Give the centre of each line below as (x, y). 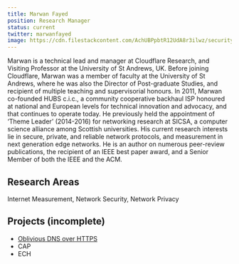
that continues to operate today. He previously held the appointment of (111, 114)
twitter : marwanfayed (39, 34)
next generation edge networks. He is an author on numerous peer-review (116, 144)
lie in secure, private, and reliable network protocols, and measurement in (115, 137)
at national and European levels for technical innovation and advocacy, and (117, 106)
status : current (31, 27)
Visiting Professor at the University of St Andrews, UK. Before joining (108, 68)
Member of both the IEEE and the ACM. (65, 159)
